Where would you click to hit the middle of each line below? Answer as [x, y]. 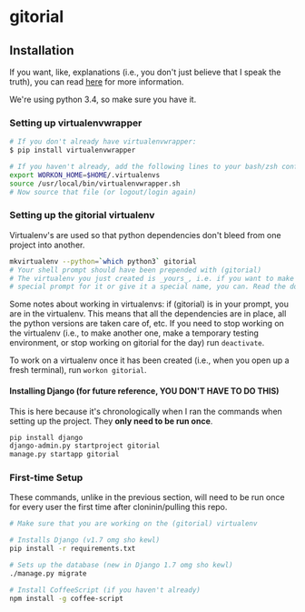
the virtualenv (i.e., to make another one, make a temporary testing [134, 333]
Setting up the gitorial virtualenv [82, 216]
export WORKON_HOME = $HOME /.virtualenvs [85, 175]
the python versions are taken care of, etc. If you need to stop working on [147, 324]
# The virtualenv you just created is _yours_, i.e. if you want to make [152, 278]
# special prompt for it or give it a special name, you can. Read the [148, 287]
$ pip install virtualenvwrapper [73, 150]
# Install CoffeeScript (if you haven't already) [105, 590]
